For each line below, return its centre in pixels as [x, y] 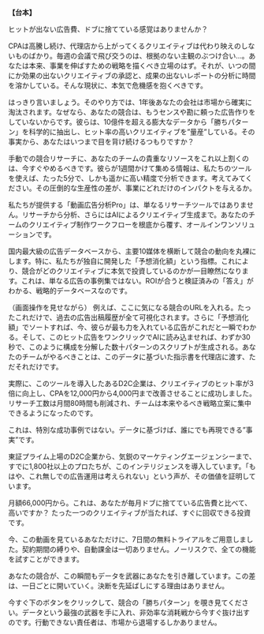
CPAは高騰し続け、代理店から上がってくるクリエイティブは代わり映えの [125, 46]
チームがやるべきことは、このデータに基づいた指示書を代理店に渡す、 [136, 357]
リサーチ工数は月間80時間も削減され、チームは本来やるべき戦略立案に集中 [130, 403]
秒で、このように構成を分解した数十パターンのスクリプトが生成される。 [125, 347]
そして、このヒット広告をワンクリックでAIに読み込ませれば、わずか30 [136, 337]
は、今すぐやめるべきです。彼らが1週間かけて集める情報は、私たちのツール [130, 168]
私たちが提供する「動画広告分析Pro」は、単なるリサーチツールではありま [127, 205]
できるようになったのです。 [53, 413]
